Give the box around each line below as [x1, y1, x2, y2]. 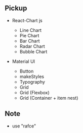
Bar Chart [19, 38, 40, 44]
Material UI [12, 58, 35, 64]
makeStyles [19, 73, 44, 80]
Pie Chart [19, 32, 39, 38]
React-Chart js [12, 17, 43, 23]
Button [19, 68, 34, 74]
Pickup [5, 4, 27, 13]
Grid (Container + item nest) [19, 95, 78, 101]
